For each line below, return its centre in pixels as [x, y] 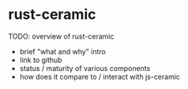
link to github [41, 60]
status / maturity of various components [85, 68]
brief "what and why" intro [63, 51]
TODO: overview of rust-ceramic [61, 36]
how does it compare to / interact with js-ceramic [100, 76]
